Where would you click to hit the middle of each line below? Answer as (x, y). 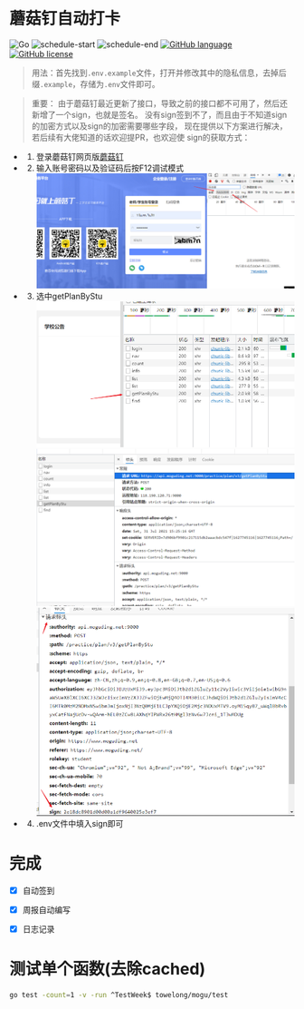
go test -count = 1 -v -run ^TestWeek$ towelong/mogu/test (119, 994)
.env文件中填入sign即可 (80, 823)
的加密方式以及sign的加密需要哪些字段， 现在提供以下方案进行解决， (159, 126)
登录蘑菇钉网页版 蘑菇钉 (80, 156)
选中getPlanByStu (69, 296)
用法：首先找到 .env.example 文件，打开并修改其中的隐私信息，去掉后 (159, 73)
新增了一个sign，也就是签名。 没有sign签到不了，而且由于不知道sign (159, 114)
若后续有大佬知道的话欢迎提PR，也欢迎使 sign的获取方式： (141, 137)
